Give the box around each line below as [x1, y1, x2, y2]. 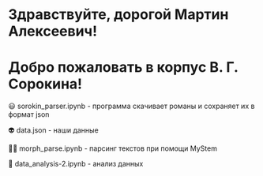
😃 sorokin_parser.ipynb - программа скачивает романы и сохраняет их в [8, 101, 255, 111]
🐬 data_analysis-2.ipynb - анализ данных [8, 159, 144, 169]
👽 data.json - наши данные [8, 125, 99, 135]
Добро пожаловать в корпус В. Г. [8, 58, 239, 77]
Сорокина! [8, 75, 83, 93]
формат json [8, 110, 50, 119]
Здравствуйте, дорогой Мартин [8, 6, 229, 24]
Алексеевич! [8, 22, 97, 40]
